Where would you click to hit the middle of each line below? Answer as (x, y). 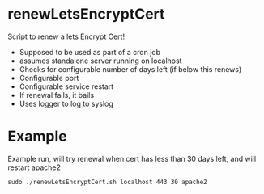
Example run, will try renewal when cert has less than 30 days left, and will (132, 158)
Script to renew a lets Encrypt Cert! (66, 36)
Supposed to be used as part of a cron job (90, 52)
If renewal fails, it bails (57, 95)
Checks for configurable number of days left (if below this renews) (130, 69)
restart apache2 (34, 167)
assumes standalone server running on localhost (100, 61)
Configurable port (49, 78)
